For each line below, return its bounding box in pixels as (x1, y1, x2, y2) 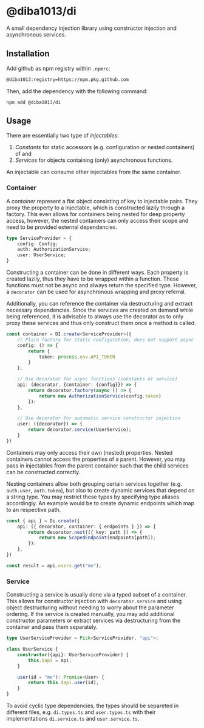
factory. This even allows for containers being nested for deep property (6, 210, 185, 217)
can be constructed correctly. (6, 468, 81, 475)
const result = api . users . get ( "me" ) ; (6, 562, 102, 569)
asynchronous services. (6, 30, 67, 38)
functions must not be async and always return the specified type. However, (6, 282, 197, 289)
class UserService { (6, 646, 59, 653)
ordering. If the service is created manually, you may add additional (6, 611, 175, 618)
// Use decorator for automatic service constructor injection (17, 415, 181, 421)
